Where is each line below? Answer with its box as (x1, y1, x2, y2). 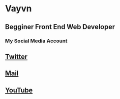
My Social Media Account (5, 37, 68, 44)
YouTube (5, 86, 33, 94)
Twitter (5, 52, 28, 61)
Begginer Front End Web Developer (5, 23, 115, 31)
